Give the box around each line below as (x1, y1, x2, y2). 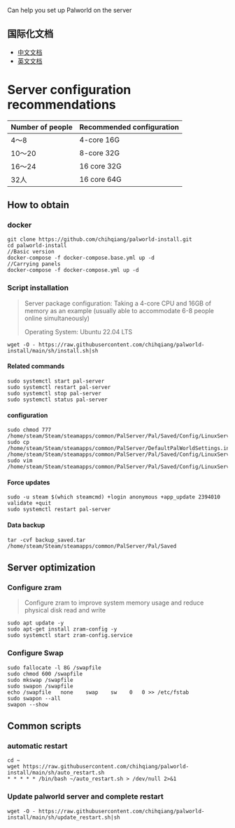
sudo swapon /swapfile (7, 683, 73, 690)
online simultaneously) (24, 314, 90, 322)
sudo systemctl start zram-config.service (7, 632, 133, 639)
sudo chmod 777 (7, 426, 52, 434)
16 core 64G (79, 174, 122, 184)
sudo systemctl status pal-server (7, 396, 108, 403)
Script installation (7, 283, 69, 293)
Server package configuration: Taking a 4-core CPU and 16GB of (24, 298, 212, 308)
